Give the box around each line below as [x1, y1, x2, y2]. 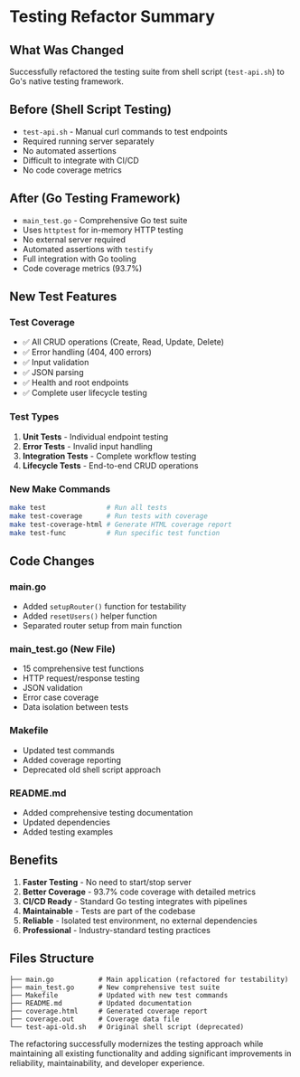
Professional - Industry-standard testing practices [22, 924, 211, 935]
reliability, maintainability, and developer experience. [9, 1057, 205, 1068]
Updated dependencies [22, 817, 111, 827]
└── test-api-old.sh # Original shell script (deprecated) [9, 1022, 245, 1032]
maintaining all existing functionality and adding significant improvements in [9, 1047, 292, 1059]
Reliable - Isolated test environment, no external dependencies [22, 915, 258, 926]
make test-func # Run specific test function [9, 528, 220, 537]
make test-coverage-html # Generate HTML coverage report [9, 520, 232, 529]
